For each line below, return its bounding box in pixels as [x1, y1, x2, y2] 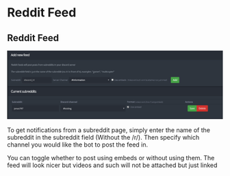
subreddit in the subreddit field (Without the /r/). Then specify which [7, 133, 200, 141]
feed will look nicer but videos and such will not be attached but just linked [7, 161, 218, 169]
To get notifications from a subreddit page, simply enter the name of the [7, 125, 211, 134]
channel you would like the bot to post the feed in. [7, 140, 149, 149]
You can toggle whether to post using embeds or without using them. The [7, 153, 215, 162]
